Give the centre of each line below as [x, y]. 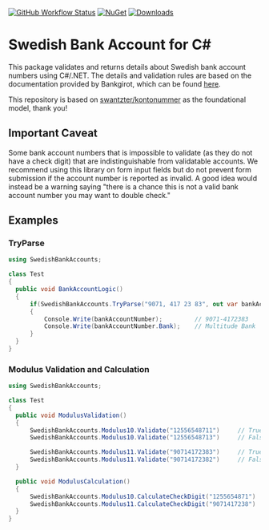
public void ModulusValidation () [71, 415]
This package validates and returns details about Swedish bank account [127, 67]
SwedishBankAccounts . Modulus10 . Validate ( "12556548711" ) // [137, 430]
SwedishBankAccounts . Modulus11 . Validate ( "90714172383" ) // [137, 452]
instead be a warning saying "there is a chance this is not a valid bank [123, 186]
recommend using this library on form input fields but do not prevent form [130, 169]
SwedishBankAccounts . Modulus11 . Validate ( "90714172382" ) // [137, 460]
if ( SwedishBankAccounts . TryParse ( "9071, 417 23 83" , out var [134, 304]
